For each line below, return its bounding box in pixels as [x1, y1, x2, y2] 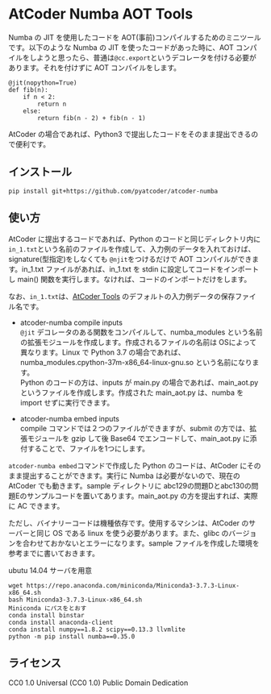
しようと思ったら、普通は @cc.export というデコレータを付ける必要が [29, 52, 256, 62]
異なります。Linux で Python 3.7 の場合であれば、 [19, 347, 186, 357]
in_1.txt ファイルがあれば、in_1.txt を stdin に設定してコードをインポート [21, 264, 260, 274]
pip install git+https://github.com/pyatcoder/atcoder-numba [8, 187, 219, 195]
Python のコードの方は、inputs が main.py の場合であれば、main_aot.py [19, 377, 259, 387]
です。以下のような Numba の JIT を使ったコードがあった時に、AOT [8, 42, 234, 52]
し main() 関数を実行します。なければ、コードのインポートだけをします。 [8, 274, 252, 284]
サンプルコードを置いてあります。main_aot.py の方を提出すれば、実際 [27, 491, 258, 501]
